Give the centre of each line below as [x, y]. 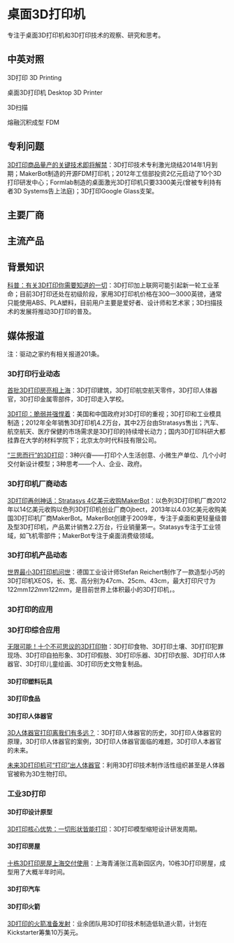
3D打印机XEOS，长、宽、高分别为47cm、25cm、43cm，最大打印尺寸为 [111, 580]
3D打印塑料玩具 [30, 681]
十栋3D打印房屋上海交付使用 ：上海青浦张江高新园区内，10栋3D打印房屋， [114, 863]
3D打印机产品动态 [37, 556]
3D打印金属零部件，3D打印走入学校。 [73, 399]
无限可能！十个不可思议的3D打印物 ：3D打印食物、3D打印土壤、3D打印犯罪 [116, 647]
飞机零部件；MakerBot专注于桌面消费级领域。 [92, 535]
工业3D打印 [27, 794]
